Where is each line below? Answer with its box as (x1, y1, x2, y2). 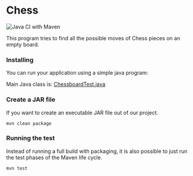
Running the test (6, 134, 55, 142)
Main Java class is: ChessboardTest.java (6, 81, 106, 88)
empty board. (6, 41, 40, 48)
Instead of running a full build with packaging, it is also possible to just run (6, 148, 188, 155)
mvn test (6, 165, 28, 171)
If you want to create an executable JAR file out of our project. (6, 109, 159, 116)
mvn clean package (6, 120, 52, 126)
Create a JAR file (6, 95, 55, 104)
